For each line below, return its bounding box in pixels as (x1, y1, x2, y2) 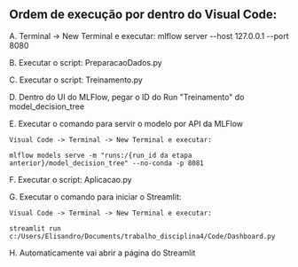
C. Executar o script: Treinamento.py (9, 75, 144, 85)
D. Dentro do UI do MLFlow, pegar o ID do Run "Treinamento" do (9, 91, 245, 102)
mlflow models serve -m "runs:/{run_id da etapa (9, 151, 192, 160)
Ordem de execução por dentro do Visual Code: (9, 7, 278, 22)
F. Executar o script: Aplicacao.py (9, 174, 132, 185)
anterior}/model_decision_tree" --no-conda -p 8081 (9, 159, 204, 168)
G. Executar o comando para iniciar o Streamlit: (9, 191, 182, 202)
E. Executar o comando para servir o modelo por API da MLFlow (9, 118, 244, 129)
